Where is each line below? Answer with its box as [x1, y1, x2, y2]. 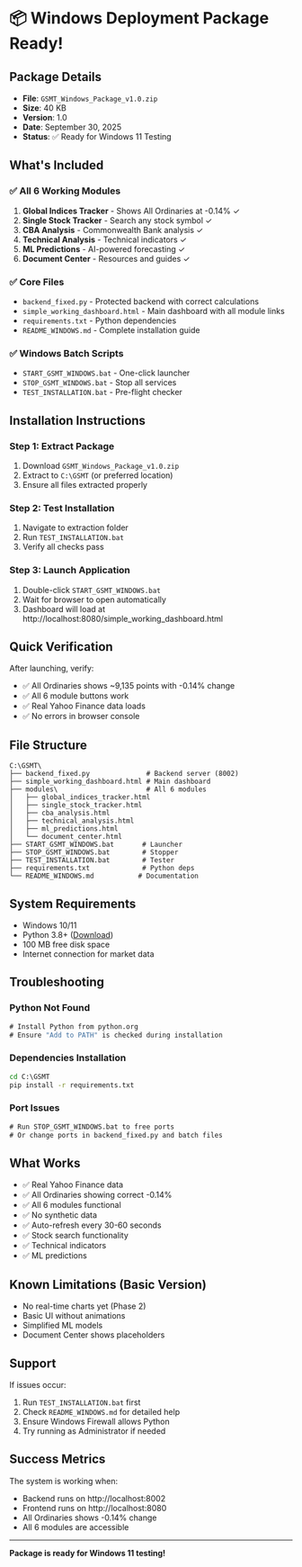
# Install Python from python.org [9, 1022, 139, 1031]
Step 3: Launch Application [9, 564, 130, 577]
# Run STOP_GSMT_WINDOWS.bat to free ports [9, 1122, 175, 1131]
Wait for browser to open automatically [22, 594, 166, 605]
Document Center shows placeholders [22, 1329, 165, 1340]
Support [9, 1355, 57, 1371]
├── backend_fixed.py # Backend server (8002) [9, 770, 240, 779]
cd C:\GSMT [9, 1072, 50, 1081]
